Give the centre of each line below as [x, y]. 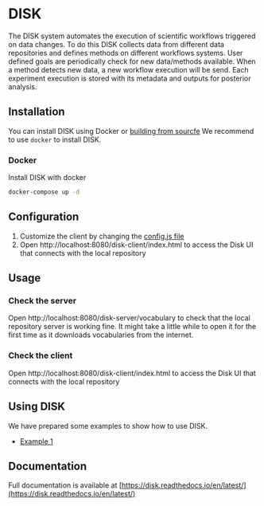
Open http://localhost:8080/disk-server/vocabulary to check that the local [129, 318]
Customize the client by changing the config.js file [102, 236]
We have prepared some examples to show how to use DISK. [108, 426]
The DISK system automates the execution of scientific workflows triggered [132, 36]
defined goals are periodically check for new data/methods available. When [132, 61]
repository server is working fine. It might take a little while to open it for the [132, 327]
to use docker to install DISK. [55, 139]
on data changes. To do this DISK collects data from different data [116, 44]
